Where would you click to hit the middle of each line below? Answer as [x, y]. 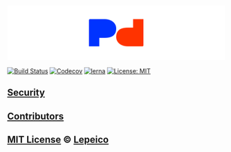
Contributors [36, 116]
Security [26, 93]
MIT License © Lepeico [58, 140]
